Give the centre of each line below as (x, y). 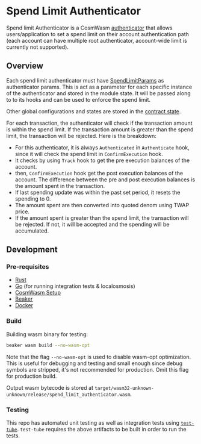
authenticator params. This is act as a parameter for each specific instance (99, 87)
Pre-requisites (28, 267)
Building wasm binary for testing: (47, 334)
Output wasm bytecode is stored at (50, 387)
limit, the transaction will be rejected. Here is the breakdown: (81, 136)
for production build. (32, 376)
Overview (25, 66)
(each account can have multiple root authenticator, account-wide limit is (97, 40)
